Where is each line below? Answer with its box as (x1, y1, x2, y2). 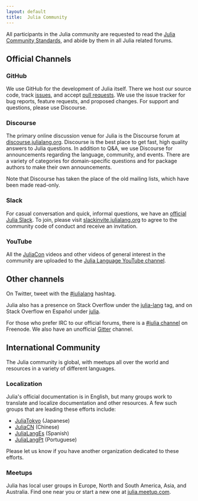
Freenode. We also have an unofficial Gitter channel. (6, 326, 134, 333)
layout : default (6, 8, 46, 15)
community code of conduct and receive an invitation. (6, 222, 138, 229)
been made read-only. (6, 181, 60, 189)
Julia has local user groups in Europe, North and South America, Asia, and (6, 482, 187, 489)
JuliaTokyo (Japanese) (14, 417, 70, 424)
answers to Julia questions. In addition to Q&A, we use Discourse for (6, 145, 173, 152)
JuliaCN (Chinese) (14, 423, 60, 430)
